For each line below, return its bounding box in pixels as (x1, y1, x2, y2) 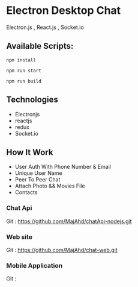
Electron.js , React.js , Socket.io (6, 24, 84, 31)
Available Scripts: (6, 41, 74, 51)
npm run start (6, 68, 42, 74)
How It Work (6, 147, 53, 157)
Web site (6, 233, 33, 241)
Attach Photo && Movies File (14, 182, 85, 190)
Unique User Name (14, 169, 62, 177)
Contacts (14, 189, 38, 196)
